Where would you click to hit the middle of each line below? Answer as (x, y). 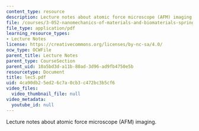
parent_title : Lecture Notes (42, 55)
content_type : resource (36, 12)
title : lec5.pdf (26, 77)
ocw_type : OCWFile (29, 50)
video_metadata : (26, 99)
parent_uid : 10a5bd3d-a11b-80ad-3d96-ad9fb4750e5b (70, 66)
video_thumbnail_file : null (46, 94)
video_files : (22, 89)
